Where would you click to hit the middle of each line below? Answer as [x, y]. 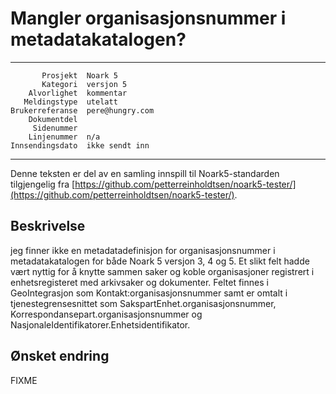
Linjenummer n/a [64, 137]
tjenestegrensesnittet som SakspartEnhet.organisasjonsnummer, [143, 303]
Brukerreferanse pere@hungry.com [82, 110]
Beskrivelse [48, 226]
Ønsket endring [60, 356]
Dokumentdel [53, 119]
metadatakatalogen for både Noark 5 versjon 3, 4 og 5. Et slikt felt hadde [160, 261]
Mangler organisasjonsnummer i [148, 18]
